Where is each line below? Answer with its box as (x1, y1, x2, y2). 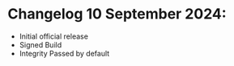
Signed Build (19, 39, 62, 49)
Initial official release (19, 31, 88, 41)
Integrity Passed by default (19, 48, 110, 58)
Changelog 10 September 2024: (7, 5, 228, 23)
